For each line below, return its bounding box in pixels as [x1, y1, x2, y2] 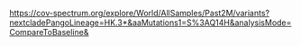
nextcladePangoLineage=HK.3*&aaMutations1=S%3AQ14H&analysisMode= [9, 17, 292, 28]
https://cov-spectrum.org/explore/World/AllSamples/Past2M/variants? [9, 8, 270, 18]
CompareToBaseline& [9, 27, 89, 37]
